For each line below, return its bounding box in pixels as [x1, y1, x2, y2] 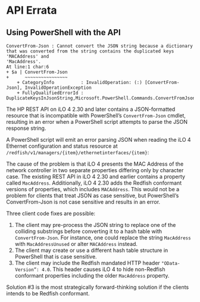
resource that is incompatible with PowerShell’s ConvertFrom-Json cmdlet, [6, 112, 186, 119]
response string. [6, 124, 46, 132]
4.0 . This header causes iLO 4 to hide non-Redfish [41, 266, 165, 273]
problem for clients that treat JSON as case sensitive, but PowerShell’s [6, 192, 179, 199]
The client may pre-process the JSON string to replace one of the [14, 222, 176, 228]
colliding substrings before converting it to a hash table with [14, 228, 162, 235]
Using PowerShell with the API [6, 27, 121, 38]
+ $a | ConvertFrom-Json [6, 69, 68, 75]
